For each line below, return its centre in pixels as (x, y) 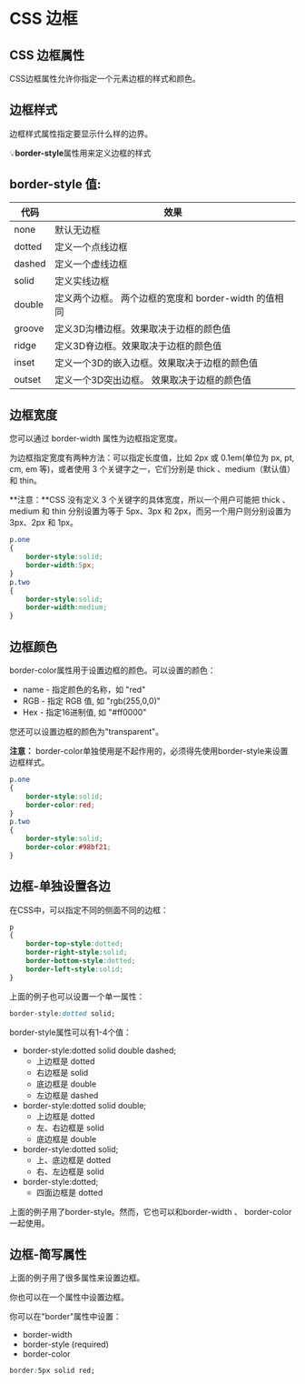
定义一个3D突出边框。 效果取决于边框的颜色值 (153, 380)
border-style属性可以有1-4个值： (70, 1032)
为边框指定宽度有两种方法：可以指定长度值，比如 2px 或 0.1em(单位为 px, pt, (152, 458)
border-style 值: (55, 184)
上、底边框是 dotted (74, 1159)
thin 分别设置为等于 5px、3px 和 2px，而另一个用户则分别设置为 (172, 511)
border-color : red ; (60, 805)
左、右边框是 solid (70, 1128)
